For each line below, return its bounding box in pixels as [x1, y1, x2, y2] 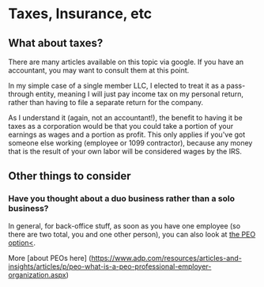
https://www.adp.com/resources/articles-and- [90, 253, 243, 262]
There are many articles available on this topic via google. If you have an [8, 57, 244, 66]
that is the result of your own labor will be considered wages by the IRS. [8, 147, 243, 156]
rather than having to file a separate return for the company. [8, 98, 204, 107]
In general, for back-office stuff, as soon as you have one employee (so [8, 221, 241, 230]
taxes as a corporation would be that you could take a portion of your [8, 122, 234, 130]
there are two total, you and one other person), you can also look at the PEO [8, 229, 256, 239]
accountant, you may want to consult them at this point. [8, 66, 190, 75]
